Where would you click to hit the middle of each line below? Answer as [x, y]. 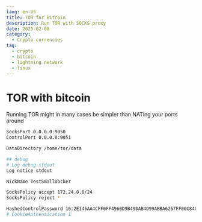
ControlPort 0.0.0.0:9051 [38, 138]
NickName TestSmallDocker [38, 182]
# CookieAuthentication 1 [38, 215]
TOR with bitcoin [49, 98]
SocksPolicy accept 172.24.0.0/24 [50, 192]
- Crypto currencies [37, 40]
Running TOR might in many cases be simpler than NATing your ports [92, 115]
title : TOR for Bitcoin [36, 17]
